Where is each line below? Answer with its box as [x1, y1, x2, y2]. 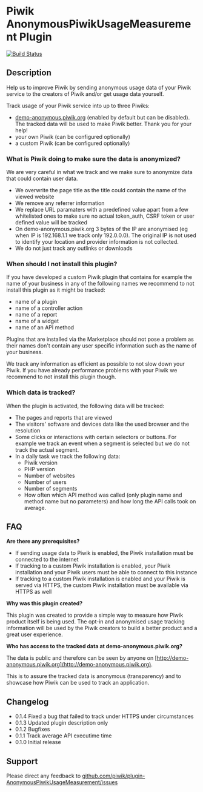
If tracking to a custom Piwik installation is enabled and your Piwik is [15, 575, 186, 583]
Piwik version [24, 459, 58, 466]
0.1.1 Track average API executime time [15, 732, 112, 739]
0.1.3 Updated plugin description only [15, 719, 108, 727]
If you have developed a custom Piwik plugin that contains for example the [6, 274, 193, 281]
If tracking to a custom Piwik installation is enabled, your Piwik [15, 562, 171, 569]
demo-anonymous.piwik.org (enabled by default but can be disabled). [15, 113, 190, 121]
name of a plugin [15, 298, 58, 306]
